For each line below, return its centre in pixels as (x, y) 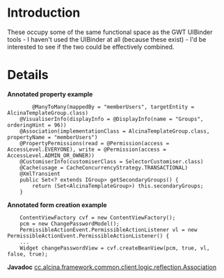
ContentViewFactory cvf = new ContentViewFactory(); (98, 218)
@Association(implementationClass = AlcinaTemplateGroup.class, (115, 131)
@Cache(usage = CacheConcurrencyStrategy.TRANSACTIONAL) (104, 167)
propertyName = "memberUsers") (53, 137)
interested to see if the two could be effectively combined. (91, 47)
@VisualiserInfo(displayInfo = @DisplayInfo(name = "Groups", (112, 119)
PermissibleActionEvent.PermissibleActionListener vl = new (109, 230)
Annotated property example (50, 94)
